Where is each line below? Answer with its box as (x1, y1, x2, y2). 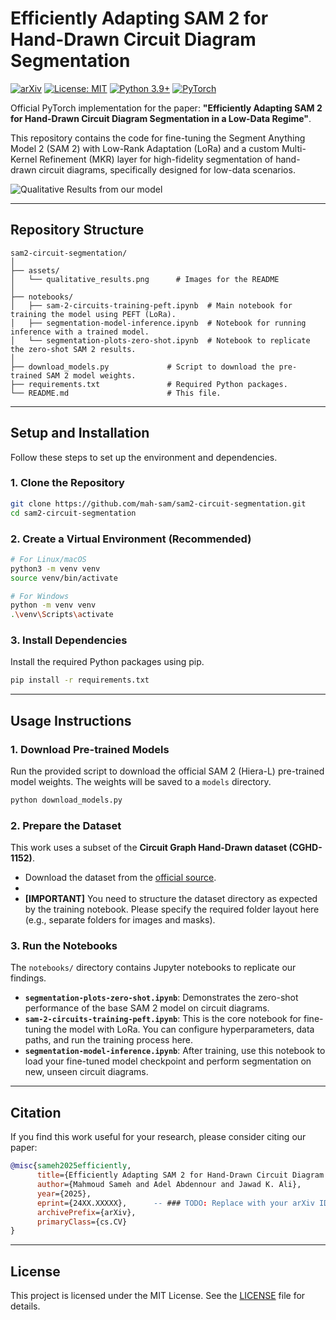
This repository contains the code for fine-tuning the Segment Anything (10, 132, 306, 144)
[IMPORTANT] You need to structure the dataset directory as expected (24, 893, 318, 905)
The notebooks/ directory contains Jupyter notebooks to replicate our (10, 962, 297, 974)
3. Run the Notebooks (10, 939, 118, 953)
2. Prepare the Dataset (10, 818, 122, 832)
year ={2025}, (36, 1188, 92, 1199)
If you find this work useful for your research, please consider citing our (10, 1131, 307, 1143)
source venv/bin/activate (10, 573, 118, 583)
